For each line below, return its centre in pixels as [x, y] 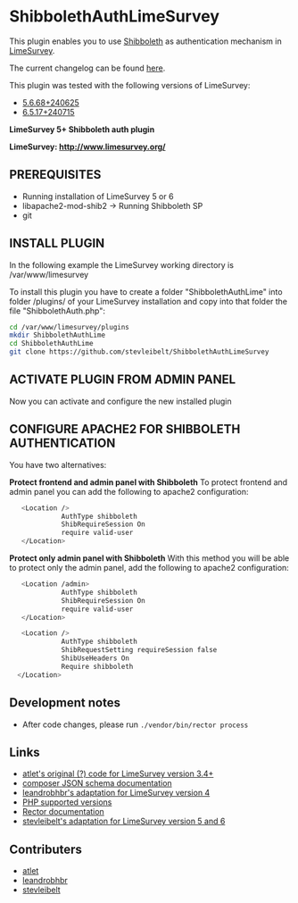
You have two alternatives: [58, 464]
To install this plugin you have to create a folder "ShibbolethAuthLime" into [146, 291]
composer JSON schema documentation [97, 783]
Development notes [65, 703]
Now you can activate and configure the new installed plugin [120, 401]
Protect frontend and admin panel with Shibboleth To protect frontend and [149, 482]
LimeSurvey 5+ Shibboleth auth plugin [82, 129]
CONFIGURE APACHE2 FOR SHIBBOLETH [125, 429]
